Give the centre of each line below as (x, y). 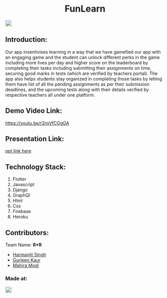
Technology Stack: (36, 167)
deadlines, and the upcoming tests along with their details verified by (77, 90)
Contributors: (27, 232)
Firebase (22, 211)
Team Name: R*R (24, 245)
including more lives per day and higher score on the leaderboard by (77, 62)
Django (20, 190)
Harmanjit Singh (29, 254)
